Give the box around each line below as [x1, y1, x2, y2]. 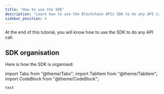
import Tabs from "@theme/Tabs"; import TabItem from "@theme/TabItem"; [5, 71, 158, 77]
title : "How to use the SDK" [5, 7, 64, 12]
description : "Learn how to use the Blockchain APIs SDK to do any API [5, 12, 154, 16]
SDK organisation [5, 48, 60, 57]
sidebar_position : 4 [5, 16, 47, 21]
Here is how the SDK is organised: [5, 62, 74, 67]
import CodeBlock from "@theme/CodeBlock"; [5, 76, 99, 82]
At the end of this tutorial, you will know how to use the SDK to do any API [5, 30, 154, 35]
